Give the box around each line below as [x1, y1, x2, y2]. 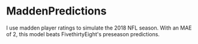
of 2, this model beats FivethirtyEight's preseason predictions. [6, 30, 160, 37]
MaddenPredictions [6, 4, 107, 18]
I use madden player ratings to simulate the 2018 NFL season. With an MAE [6, 24, 192, 31]
